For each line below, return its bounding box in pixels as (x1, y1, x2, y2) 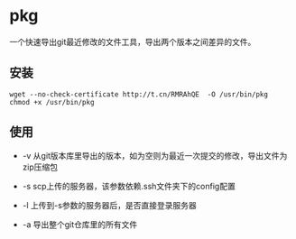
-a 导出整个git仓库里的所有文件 (22, 218, 138, 230)
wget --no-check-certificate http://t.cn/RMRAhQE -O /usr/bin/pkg (9, 89, 269, 99)
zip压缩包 (22, 161, 59, 172)
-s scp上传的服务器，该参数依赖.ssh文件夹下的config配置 (22, 180, 236, 191)
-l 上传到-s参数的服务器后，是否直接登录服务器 (22, 199, 197, 210)
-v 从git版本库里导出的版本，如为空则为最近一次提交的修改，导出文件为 (22, 150, 288, 161)
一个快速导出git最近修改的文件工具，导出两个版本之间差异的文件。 (9, 36, 256, 47)
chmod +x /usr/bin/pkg (9, 97, 95, 106)
